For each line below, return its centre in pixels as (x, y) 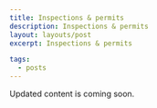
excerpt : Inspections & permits (71, 43)
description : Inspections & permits (79, 26)
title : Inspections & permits (67, 18)
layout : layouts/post (51, 34)
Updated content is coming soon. (72, 93)
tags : (20, 60)
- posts (32, 68)
